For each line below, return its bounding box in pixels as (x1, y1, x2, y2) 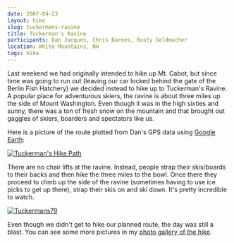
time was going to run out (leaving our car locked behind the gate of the (7, 76, 216, 85)
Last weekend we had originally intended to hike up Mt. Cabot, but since (7, 69, 217, 78)
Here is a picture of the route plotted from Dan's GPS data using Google (7, 128, 216, 136)
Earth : (7, 135, 25, 143)
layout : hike (7, 17, 46, 24)
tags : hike (7, 50, 39, 57)
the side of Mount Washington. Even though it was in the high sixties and (7, 99, 219, 107)
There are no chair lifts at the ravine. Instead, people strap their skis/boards (7, 162, 226, 171)
